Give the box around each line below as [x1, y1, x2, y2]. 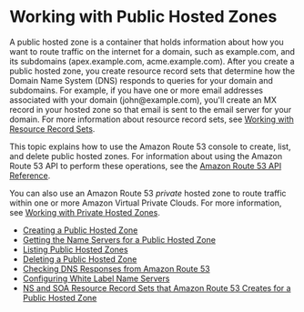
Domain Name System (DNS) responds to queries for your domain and [9, 75, 273, 86]
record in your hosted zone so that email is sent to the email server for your [9, 104, 292, 115]
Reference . [9, 170, 51, 181]
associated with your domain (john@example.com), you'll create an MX [9, 94, 278, 106]
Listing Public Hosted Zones [22, 244, 129, 255]
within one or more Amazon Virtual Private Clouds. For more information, [9, 197, 282, 208]
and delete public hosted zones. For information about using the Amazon [9, 150, 283, 161]
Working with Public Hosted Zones [9, 6, 278, 27]
